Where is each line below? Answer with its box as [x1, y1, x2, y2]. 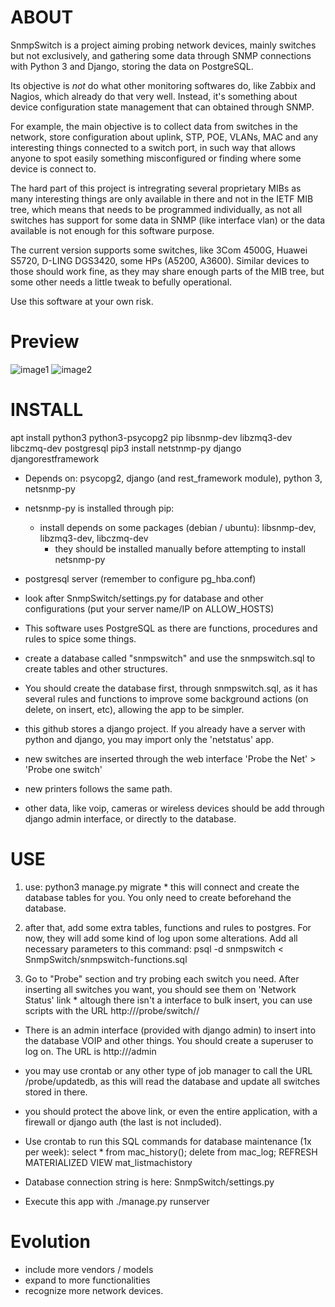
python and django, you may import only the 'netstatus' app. [24, 733, 275, 745]
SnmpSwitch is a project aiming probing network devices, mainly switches [10, 39, 317, 51]
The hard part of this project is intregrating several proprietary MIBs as [10, 182, 302, 194]
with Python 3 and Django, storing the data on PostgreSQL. [10, 60, 254, 72]
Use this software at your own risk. [10, 295, 154, 307]
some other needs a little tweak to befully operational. [10, 276, 233, 288]
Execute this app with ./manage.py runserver [24, 1195, 210, 1207]
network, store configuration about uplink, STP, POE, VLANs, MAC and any [10, 131, 319, 143]
